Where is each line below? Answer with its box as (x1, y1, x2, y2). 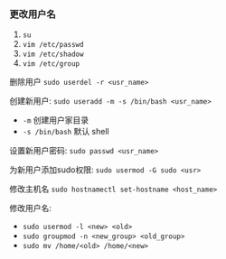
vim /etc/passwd (22, 41, 84, 50)
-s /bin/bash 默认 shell (22, 126, 110, 137)
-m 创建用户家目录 (22, 115, 89, 125)
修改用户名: (9, 203, 52, 214)
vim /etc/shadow (22, 50, 84, 60)
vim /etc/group (22, 60, 80, 69)
